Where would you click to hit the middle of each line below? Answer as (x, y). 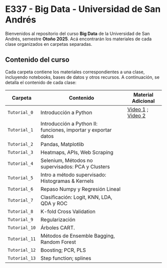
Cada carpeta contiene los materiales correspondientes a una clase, (75, 72)
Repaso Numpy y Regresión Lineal (81, 189)
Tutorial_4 (20, 163)
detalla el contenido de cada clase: (41, 82)
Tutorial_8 (20, 211)
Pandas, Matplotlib (62, 144)
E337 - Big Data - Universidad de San (83, 9)
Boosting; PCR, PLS (63, 250)
